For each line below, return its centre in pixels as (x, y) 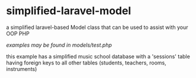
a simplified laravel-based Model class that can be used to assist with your (97, 27)
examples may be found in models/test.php (59, 45)
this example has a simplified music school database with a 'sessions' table (98, 56)
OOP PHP (18, 33)
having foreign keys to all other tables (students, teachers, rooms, (86, 63)
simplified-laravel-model (69, 11)
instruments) (22, 69)
